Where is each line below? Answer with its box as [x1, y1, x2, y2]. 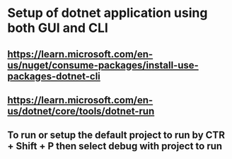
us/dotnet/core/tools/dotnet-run [7, 105, 155, 117]
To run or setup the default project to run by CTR [7, 129, 225, 141]
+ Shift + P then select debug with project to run [7, 140, 223, 153]
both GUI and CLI [7, 20, 108, 36]
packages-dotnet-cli [7, 70, 101, 82]
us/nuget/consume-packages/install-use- [7, 59, 199, 71]
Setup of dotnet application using [7, 5, 208, 21]
